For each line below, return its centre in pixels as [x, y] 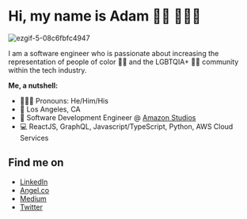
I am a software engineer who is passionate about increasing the [114, 53]
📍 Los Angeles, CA [50, 109]
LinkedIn [34, 182]
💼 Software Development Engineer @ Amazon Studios [108, 117]
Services [34, 138]
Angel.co [34, 190]
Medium [33, 198]
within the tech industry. [47, 70]
